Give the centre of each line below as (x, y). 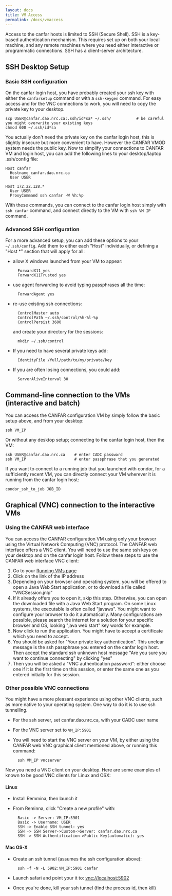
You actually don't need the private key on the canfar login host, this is (80, 137)
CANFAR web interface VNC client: (42, 560)
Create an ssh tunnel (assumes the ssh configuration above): (77, 859)
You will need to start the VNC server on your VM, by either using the (86, 740)
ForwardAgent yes (36, 294)
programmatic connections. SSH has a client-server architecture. (74, 51)
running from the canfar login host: (42, 480)
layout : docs (19, 10)
